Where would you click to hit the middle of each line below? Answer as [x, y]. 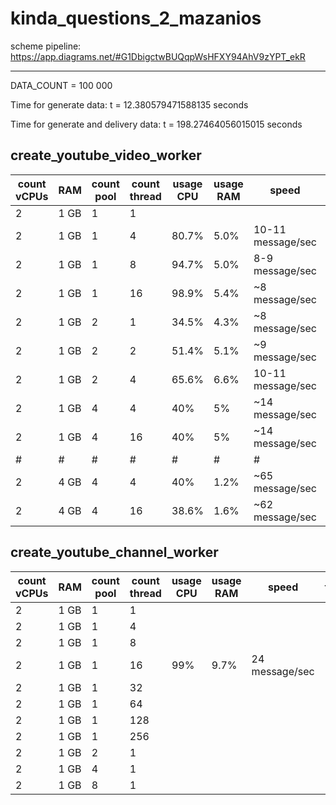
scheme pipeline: [46, 46]
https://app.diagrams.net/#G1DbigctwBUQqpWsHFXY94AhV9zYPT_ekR [158, 56]
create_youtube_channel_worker [114, 552]
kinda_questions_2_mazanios [136, 18]
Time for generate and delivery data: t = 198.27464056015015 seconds [156, 124]
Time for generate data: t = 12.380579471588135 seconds [129, 104]
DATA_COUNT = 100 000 [61, 85]
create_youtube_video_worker [106, 155]
